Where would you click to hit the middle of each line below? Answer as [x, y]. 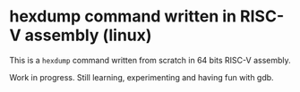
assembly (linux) [88, 35]
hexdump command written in [123, 17]
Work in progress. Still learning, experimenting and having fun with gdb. [142, 77]
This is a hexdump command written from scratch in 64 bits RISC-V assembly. [150, 60]
